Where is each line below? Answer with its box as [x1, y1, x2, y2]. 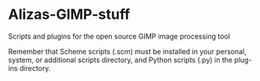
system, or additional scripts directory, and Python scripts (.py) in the [8, 55, 233, 64]
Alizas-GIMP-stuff [8, 6, 131, 24]
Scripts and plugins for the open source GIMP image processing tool [8, 31, 231, 41]
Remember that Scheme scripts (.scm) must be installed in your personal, [8, 46, 247, 56]
